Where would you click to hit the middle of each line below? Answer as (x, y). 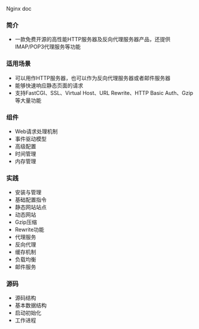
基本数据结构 (30, 305)
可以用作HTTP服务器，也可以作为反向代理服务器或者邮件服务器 (93, 78)
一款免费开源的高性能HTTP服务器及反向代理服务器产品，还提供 (93, 39)
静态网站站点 (30, 207)
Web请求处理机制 (36, 131)
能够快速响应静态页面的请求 (49, 85)
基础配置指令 (30, 200)
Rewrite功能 (30, 230)
